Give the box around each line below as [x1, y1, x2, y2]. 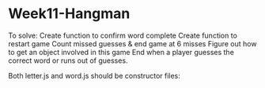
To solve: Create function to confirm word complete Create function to [8, 31, 237, 40]
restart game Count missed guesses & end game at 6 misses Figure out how [8, 38, 257, 48]
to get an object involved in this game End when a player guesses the [8, 47, 235, 57]
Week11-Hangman [8, 5, 131, 23]
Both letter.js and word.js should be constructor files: [8, 71, 180, 80]
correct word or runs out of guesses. [8, 56, 128, 65]
